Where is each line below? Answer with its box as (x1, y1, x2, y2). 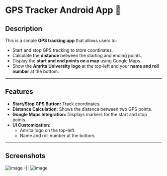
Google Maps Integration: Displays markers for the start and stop (12, 111, 148, 117)
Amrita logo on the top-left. (19, 127, 76, 133)
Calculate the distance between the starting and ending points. (12, 52, 143, 58)
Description (5, 24, 42, 33)
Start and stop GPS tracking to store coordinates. (12, 47, 113, 53)
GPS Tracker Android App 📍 (5, 4, 121, 16)
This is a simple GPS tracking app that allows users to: (5, 37, 117, 43)
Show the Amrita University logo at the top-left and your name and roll (12, 63, 159, 69)
